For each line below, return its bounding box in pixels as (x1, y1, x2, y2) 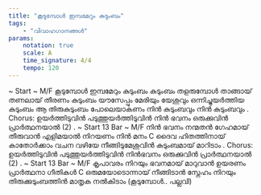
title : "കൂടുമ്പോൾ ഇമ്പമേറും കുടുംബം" (8, 11, 125, 20)
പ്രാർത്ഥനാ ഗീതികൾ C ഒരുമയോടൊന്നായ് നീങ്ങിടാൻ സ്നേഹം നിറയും (8, 167, 236, 177)
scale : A (23, 49, 52, 57)
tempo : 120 (23, 64, 60, 72)
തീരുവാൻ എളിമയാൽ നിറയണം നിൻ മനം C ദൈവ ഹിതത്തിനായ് (8, 131, 226, 140)
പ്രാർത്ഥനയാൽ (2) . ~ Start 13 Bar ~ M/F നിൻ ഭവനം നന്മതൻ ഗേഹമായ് (8, 122, 249, 132)
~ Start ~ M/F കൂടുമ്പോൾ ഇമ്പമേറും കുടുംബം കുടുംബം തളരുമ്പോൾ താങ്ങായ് (8, 86, 252, 95)
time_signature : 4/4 (23, 57, 92, 65)
